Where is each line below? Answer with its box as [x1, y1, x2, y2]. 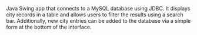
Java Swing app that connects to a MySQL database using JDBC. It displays [6, 5, 191, 12]
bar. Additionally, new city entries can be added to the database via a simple [6, 17, 191, 24]
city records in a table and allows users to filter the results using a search [6, 11, 183, 18]
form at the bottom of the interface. [6, 23, 92, 30]
